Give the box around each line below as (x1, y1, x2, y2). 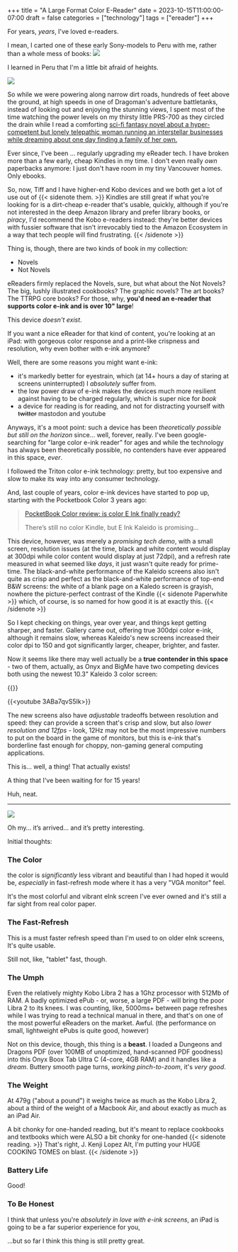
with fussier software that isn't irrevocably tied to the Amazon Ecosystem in (7, 223, 228, 231)
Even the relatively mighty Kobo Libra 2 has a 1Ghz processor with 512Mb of (7, 988, 229, 997)
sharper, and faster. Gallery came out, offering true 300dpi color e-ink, (7, 626, 214, 634)
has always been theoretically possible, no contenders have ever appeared (7, 446, 227, 454)
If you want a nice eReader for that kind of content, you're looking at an (7, 329, 216, 337)
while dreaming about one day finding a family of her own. (7, 135, 178, 144)
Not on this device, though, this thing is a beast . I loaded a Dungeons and (7, 1039, 222, 1048)
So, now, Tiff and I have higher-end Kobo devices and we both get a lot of (7, 186, 223, 193)
